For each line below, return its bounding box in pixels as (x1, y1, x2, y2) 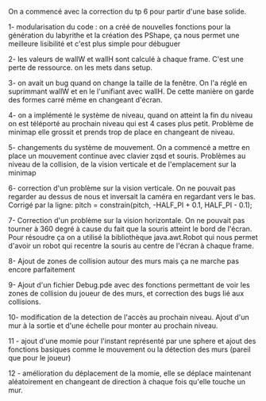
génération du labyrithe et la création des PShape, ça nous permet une (8, 31, 240, 40)
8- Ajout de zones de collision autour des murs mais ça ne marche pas (8, 256, 240, 265)
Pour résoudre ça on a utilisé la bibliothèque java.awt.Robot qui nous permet (8, 233, 258, 241)
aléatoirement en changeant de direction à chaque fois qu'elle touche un (8, 377, 246, 386)
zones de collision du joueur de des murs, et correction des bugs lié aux (8, 289, 245, 298)
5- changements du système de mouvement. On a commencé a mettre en (8, 143, 250, 152)
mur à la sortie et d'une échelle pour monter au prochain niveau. (8, 321, 218, 330)
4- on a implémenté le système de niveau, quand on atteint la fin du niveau (8, 110, 253, 120)
